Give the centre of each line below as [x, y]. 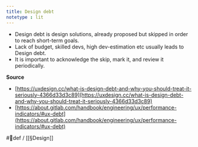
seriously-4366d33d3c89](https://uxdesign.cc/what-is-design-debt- [99, 95]
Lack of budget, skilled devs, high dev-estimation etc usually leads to [99, 47]
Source [15, 77]
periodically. [30, 65]
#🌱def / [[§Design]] [30, 138]
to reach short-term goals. [47, 40]
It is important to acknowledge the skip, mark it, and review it [89, 59]
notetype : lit [25, 17]
